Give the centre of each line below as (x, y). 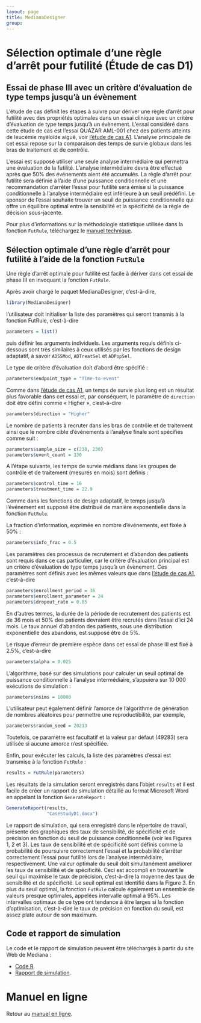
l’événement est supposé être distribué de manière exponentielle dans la (96, 507)
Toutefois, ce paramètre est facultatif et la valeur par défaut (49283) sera (97, 737)
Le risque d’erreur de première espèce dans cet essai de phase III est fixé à (100, 644)
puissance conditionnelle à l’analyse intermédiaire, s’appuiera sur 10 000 (96, 679)
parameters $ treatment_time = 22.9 (50, 489)
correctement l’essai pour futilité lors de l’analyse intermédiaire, (85, 857)
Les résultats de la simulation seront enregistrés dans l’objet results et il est (100, 784)
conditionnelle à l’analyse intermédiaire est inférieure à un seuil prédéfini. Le (100, 194)
